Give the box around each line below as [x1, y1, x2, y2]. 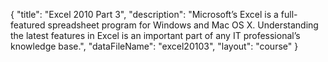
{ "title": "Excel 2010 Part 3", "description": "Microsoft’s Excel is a [10, 9, 279, 20]
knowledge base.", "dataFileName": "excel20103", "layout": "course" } [10, 40, 299, 52]
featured [10, 19, 46, 31]
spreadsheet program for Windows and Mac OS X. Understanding [47, 19, 319, 31]
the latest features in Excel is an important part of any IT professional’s [10, 30, 301, 41]
